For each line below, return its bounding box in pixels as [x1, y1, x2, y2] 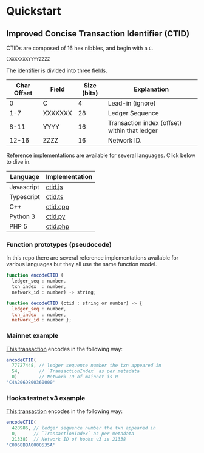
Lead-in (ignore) [108, 99, 156, 107]
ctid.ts [46, 193, 64, 201]
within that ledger [108, 126, 158, 135]
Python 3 [9, 212, 35, 221]
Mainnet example [6, 332, 59, 340]
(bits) [81, 89, 98, 97]
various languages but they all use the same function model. [6, 261, 157, 268]
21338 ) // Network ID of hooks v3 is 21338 [12, 436, 126, 442]
